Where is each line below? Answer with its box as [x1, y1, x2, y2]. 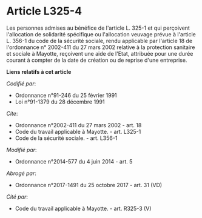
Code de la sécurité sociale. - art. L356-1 [15, 134, 118, 142]
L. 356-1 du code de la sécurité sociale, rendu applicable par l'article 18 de [6, 37, 193, 44]
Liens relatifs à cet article [6, 68, 72, 75]
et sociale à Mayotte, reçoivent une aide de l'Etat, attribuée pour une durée [6, 50, 194, 57]
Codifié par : [6, 80, 36, 87]
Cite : [6, 110, 18, 117]
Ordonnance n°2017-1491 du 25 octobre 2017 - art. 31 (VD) [15, 181, 163, 188]
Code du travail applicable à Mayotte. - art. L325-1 [15, 128, 141, 135]
